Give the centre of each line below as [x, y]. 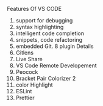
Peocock [27, 72]
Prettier [25, 98]
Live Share [29, 59]
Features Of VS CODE [34, 9]
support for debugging [44, 20]
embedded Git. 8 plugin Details [55, 46]
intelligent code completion [50, 33]
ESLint [24, 91]
